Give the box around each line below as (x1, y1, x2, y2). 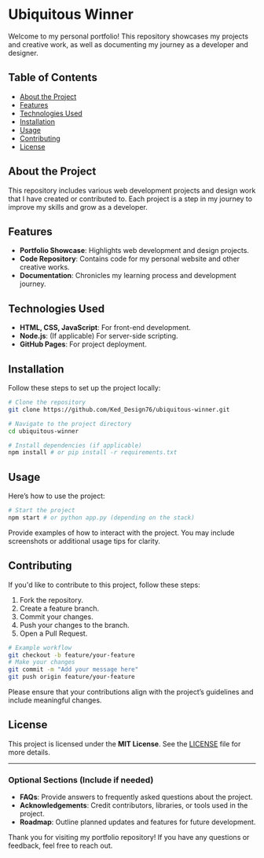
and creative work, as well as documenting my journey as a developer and (8, 39, 249, 49)
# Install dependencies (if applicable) (8, 442, 143, 449)
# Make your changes (8, 658, 76, 666)
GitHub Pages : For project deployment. (19, 339, 147, 349)
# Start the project (8, 507, 76, 515)
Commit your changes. (19, 611, 93, 621)
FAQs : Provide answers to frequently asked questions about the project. (19, 792, 253, 802)
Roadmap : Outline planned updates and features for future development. (19, 817, 256, 827)
